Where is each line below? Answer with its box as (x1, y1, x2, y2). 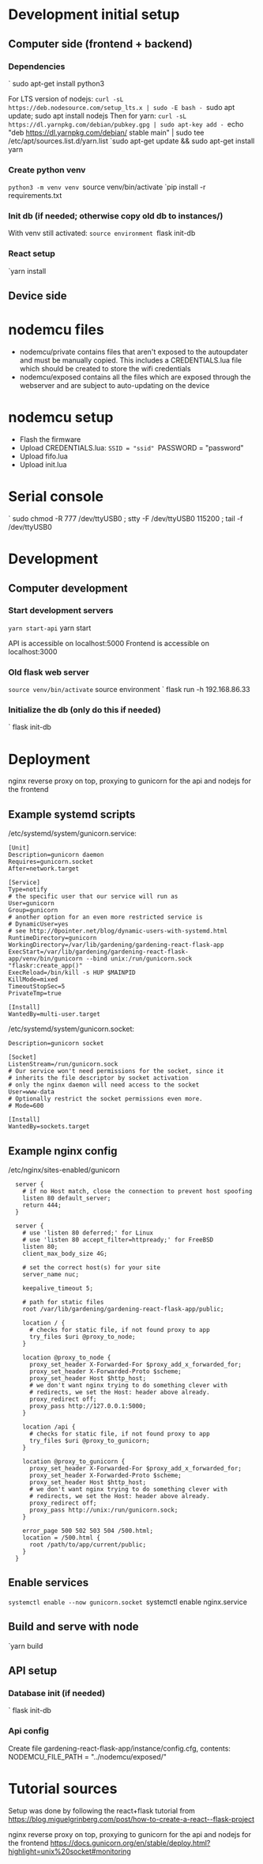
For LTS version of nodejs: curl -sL (8, 93, 124, 104)
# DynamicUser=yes (8, 920, 69, 928)
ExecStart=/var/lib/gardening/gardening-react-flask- (8, 948, 190, 956)
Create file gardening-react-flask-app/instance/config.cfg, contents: (8, 1744, 231, 1753)
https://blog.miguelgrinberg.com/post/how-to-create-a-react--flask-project (8, 1814, 255, 1824)
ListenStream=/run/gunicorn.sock (8, 1060, 118, 1068)
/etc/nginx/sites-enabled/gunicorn (8, 1166, 120, 1174)
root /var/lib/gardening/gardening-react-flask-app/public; (22, 1305, 224, 1313)
